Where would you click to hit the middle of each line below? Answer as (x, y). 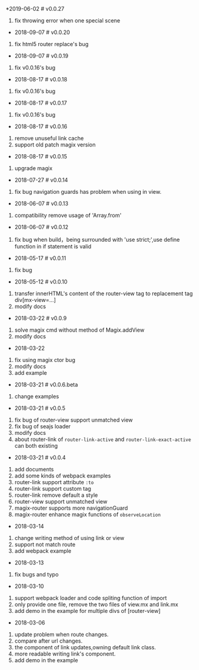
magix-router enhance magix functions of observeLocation (88, 514)
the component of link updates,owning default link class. (85, 647)
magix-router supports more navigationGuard (71, 508)
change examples (37, 396)
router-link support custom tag (53, 489)
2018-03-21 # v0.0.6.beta (46, 385)
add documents (34, 469)
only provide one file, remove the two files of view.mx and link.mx (96, 604)
